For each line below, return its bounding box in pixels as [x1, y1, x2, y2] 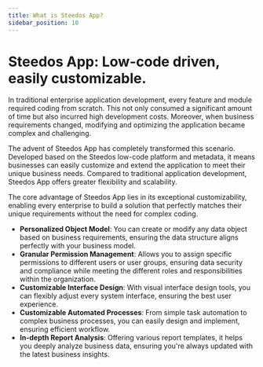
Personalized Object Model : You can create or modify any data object [19, 225, 247, 234]
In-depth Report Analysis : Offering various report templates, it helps [19, 333, 243, 343]
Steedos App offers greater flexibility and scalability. [8, 178, 177, 187]
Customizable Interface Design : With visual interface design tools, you [19, 283, 251, 292]
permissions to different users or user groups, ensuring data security [19, 258, 243, 267]
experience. [19, 299, 59, 309]
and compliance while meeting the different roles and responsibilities [19, 266, 243, 276]
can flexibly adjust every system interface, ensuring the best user [19, 292, 232, 301]
